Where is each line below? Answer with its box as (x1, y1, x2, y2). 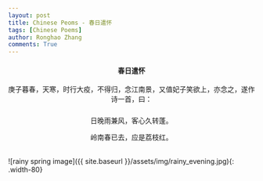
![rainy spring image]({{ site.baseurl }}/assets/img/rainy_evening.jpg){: (8, 156, 235, 165)
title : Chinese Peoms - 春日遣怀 (8, 19, 113, 27)
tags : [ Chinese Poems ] (8, 26, 82, 34)
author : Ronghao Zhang (8, 33, 82, 42)
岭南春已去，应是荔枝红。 (90, 132, 173, 142)
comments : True (8, 41, 58, 49)
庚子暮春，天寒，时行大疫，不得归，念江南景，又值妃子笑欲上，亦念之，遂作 (8, 85, 255, 94)
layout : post (8, 11, 51, 20)
